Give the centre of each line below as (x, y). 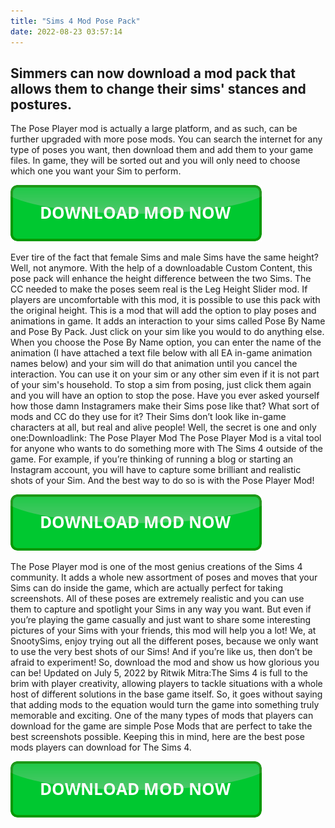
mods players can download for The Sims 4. (101, 747)
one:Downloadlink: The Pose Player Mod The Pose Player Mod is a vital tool (166, 438)
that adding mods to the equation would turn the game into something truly (165, 705)
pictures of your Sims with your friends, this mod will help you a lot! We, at (163, 631)
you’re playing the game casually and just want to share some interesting (161, 620)
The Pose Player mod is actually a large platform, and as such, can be (154, 129)
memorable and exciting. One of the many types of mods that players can (162, 716)
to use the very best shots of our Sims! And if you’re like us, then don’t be (161, 652)
